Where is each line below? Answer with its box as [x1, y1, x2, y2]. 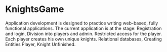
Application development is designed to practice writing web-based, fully [5, 20, 158, 26]
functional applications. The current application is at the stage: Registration [5, 25, 162, 31]
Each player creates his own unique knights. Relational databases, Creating [5, 36, 162, 42]
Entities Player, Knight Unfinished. [5, 41, 76, 47]
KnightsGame [5, 3, 64, 15]
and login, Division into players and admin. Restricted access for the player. [5, 30, 162, 36]
